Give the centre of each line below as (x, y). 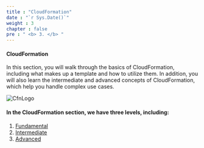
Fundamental (32, 126)
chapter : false (27, 29)
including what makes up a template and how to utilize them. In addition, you (102, 74)
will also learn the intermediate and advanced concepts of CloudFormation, (100, 80)
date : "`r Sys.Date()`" (38, 18)
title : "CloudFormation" (39, 12)
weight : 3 (20, 23)
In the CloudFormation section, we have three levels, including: (88, 112)
